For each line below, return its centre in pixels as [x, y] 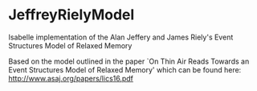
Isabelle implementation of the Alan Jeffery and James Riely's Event [121, 37]
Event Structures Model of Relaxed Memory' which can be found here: [125, 69]
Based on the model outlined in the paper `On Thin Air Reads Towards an [129, 61]
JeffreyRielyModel [71, 15]
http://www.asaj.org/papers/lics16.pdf [71, 78]
